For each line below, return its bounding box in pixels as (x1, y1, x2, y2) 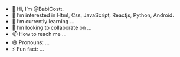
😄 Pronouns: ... (11, 39, 50, 46)
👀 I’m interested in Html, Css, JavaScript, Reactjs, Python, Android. (11, 12, 174, 19)
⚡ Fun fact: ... (11, 45, 44, 52)
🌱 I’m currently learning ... (11, 18, 75, 24)
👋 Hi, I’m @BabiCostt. (11, 6, 64, 12)
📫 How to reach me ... (11, 31, 67, 37)
